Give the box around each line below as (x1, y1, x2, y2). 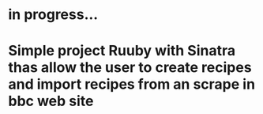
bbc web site (8, 93, 94, 110)
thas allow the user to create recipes (8, 59, 252, 77)
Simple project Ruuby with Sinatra (8, 42, 235, 60)
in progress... (8, 6, 99, 24)
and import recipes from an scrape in (8, 75, 255, 93)
